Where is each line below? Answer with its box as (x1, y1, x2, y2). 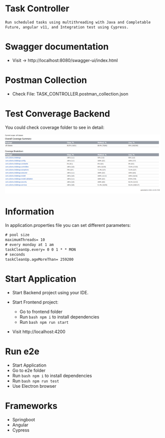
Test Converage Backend (5, 108, 110, 119)
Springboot (12, 416, 35, 422)
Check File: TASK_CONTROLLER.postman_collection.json (12, 91, 129, 96)
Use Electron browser (12, 383, 57, 389)
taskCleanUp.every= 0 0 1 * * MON (5, 247, 76, 252)
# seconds (5, 252, 26, 257)
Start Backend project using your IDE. (12, 289, 89, 295)
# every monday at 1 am (5, 242, 54, 247)
